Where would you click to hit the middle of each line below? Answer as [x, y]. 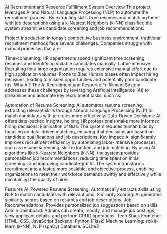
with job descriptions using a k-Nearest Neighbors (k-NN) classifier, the [79, 23]
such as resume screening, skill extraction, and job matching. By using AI [80, 147]
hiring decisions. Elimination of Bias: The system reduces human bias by [79, 126]
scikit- [152, 221]
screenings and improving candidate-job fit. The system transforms [75, 163]
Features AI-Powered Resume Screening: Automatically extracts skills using [83, 189]
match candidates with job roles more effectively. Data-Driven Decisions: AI [83, 116]
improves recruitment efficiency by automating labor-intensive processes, [81, 142]
